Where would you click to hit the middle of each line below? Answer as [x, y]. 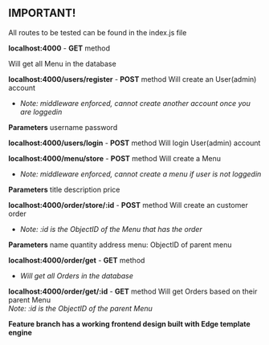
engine [20, 332]
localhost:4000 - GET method [59, 48]
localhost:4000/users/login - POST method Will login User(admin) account [134, 143]
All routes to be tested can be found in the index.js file [98, 32]
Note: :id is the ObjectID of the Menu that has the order [111, 229]
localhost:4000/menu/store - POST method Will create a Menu [115, 158]
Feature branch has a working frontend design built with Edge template [129, 323]
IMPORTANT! [42, 13]
